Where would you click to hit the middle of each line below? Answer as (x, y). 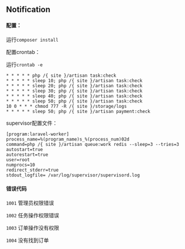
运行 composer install (32, 39)
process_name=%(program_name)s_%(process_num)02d (68, 139)
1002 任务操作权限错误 (33, 215)
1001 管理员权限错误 (30, 203)
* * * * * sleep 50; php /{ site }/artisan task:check (74, 101)
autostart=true (25, 149)
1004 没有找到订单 (28, 240)
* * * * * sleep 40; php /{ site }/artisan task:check (74, 96)
